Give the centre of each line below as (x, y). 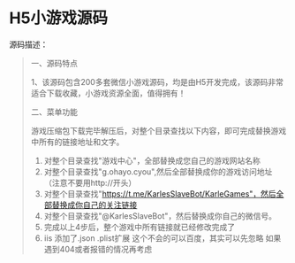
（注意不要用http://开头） (90, 182)
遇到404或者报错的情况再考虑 (98, 249)
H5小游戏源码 (59, 18)
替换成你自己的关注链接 (95, 205)
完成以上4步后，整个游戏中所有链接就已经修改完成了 (140, 227)
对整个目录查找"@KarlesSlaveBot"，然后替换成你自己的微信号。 (160, 216)
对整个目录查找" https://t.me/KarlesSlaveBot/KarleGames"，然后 (160, 193)
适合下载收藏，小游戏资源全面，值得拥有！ (108, 93)
